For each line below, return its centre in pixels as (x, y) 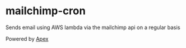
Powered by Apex (27, 39)
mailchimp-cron (46, 11)
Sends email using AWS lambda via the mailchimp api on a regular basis (93, 27)
